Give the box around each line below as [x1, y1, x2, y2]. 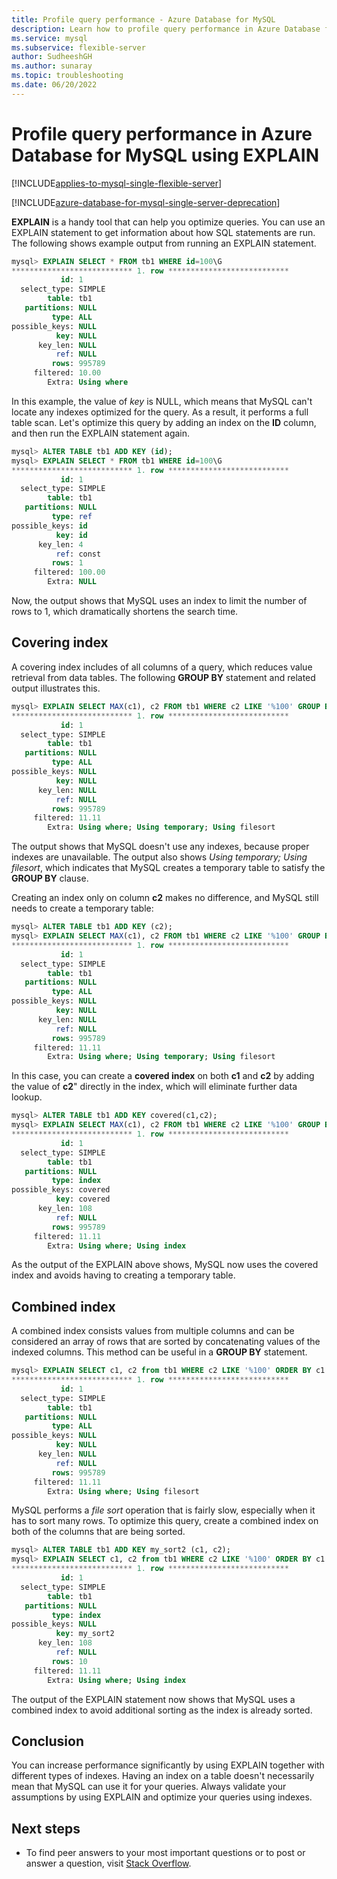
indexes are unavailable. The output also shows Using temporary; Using [11, 851, 308, 863]
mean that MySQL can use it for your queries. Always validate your [11, 1781, 287, 1793]
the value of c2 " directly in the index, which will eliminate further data [11, 1081, 298, 1093]
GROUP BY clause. [11, 872, 89, 885]
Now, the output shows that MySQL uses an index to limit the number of [11, 595, 308, 607]
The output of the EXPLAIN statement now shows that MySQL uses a [11, 1693, 296, 1705]
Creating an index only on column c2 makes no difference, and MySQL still [11, 892, 319, 904]
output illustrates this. [11, 682, 101, 694]
